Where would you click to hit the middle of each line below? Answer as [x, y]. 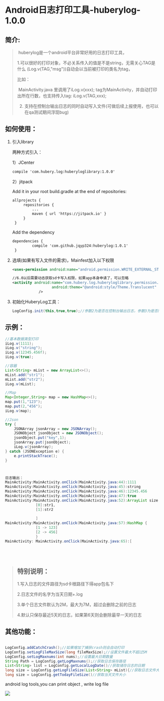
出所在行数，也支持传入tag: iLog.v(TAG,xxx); [61, 96]
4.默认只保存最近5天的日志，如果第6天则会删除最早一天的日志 [79, 615]
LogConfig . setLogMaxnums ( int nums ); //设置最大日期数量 [59, 657]
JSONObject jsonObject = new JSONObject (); [59, 433]
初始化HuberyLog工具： [36, 302]
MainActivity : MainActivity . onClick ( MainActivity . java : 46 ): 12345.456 [76, 491]
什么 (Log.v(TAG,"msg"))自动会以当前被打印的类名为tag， [75, 69]
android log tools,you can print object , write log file [57, 684]
